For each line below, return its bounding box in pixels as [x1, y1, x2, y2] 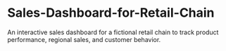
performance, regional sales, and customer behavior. [7, 35, 161, 43]
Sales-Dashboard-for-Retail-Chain [7, 5, 215, 21]
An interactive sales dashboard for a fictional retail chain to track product [7, 28, 219, 36]
